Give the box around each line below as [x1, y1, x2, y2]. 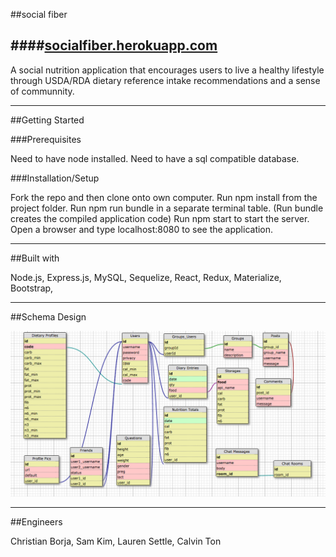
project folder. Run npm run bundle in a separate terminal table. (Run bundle [10, 202, 324, 214]
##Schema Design [10, 310, 87, 323]
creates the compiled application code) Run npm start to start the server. [10, 212, 310, 224]
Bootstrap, [10, 282, 54, 294]
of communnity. [10, 85, 75, 97]
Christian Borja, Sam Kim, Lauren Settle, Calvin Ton [10, 535, 222, 547]
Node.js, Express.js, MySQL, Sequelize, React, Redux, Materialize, [10, 271, 282, 283]
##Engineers [10, 515, 63, 528]
